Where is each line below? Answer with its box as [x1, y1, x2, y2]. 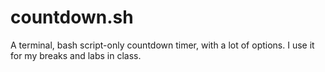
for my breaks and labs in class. [10, 49, 142, 61]
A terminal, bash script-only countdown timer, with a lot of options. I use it [10, 39, 315, 51]
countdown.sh [10, 6, 134, 29]
